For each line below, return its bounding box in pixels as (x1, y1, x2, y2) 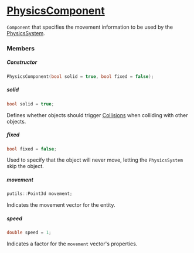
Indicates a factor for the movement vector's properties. (6, 240, 138, 247)
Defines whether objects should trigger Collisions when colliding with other (6, 111, 188, 118)
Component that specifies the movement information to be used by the (6, 23, 173, 30)
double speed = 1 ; (6, 230, 52, 235)
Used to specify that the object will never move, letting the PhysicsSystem (6, 156, 183, 163)
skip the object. (6, 163, 45, 170)
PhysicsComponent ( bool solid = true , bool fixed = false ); (6, 73, 154, 80)
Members (6, 44, 35, 52)
